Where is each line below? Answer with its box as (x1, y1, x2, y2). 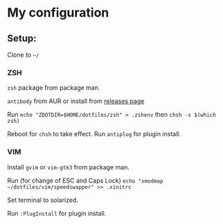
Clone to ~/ (7, 50, 39, 59)
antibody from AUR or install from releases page (7, 97, 145, 105)
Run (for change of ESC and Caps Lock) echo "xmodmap (7, 176, 163, 185)
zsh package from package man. (7, 84, 100, 92)
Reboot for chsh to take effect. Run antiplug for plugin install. (7, 130, 181, 138)
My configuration (7, 5, 109, 21)
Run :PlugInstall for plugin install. (7, 209, 107, 217)
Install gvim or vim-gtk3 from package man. (7, 162, 130, 171)
